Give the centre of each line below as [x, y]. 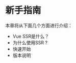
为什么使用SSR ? [30, 42]
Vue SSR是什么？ [31, 36]
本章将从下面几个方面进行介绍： [39, 25]
